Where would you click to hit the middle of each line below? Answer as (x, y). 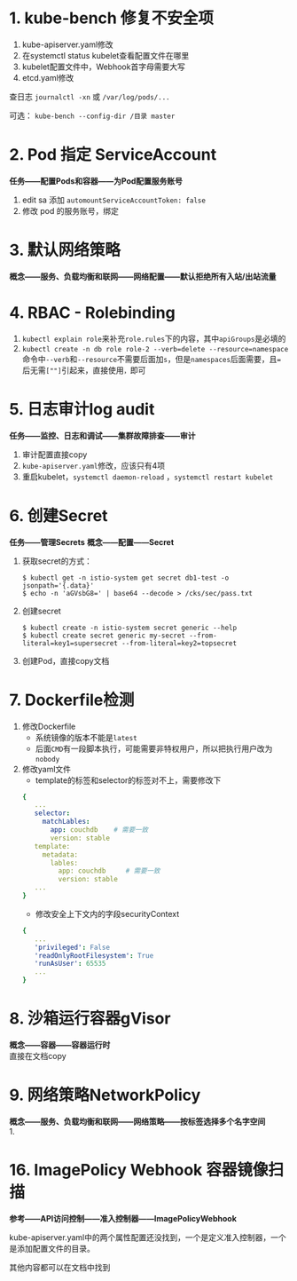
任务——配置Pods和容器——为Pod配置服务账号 (96, 181)
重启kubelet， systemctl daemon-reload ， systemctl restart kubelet (148, 477)
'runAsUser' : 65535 (70, 964)
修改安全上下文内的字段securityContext (107, 913)
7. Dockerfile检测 (72, 700)
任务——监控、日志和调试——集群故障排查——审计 (102, 435)
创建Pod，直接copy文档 (66, 660)
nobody (47, 759)
